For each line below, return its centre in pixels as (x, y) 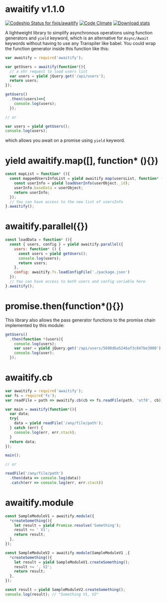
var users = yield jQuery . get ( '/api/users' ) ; (58, 76)
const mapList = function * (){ (38, 174)
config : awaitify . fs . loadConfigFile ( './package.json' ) (72, 272)
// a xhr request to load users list (49, 71)
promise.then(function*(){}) (65, 306)
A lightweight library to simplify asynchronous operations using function (79, 32)
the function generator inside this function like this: (57, 48)
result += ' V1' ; (32, 530)
